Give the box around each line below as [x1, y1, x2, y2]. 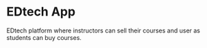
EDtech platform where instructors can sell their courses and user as [6, 26, 200, 34]
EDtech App [6, 4, 76, 20]
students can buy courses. [6, 33, 82, 41]
